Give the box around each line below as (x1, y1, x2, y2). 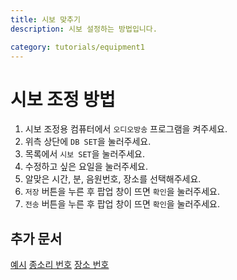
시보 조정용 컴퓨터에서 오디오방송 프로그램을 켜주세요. (24, 123, 228, 135)
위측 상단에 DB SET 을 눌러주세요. (24, 136, 152, 148)
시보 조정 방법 (10, 88, 116, 111)
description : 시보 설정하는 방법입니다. (10, 24, 158, 34)
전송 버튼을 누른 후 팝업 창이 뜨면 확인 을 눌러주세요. (24, 198, 220, 210)
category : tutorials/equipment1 (10, 42, 145, 52)
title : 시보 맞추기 (10, 14, 81, 25)
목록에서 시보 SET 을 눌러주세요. (24, 148, 146, 160)
